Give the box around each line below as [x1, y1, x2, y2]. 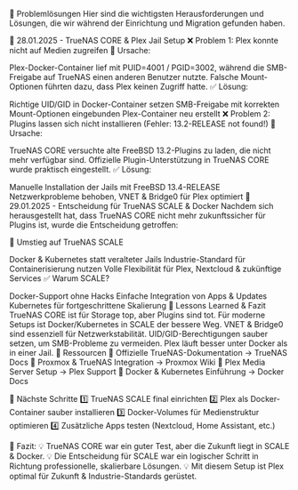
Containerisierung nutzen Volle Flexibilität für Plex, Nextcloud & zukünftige [9, 263, 282, 274]
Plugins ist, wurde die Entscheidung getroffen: [9, 220, 179, 230]
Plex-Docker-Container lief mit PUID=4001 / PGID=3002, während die [9, 62, 265, 73]
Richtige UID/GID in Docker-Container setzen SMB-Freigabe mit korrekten [9, 99, 280, 109]
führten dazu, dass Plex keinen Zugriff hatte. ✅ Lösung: [44, 81, 249, 92]
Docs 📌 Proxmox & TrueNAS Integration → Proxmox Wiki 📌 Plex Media [9, 357, 266, 367]
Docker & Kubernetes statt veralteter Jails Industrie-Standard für [9, 254, 246, 264]
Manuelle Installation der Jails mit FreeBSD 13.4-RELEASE [9, 182, 221, 192]
